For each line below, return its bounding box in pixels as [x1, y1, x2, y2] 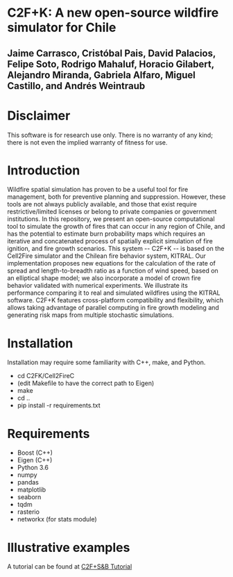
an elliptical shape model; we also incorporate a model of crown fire [7, 274, 201, 282]
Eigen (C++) [17, 456, 53, 464]
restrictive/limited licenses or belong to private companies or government [7, 207, 217, 216]
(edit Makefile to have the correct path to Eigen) [17, 379, 155, 387]
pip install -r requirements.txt [17, 401, 101, 409]
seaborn [17, 493, 42, 501]
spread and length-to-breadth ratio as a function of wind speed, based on [7, 266, 218, 275]
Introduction [7, 162, 80, 178]
